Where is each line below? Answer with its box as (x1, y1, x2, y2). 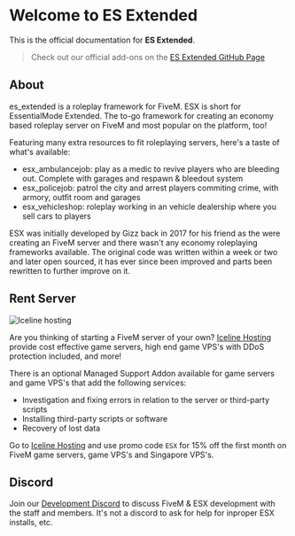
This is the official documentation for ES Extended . (9, 35, 196, 45)
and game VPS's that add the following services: (9, 377, 187, 388)
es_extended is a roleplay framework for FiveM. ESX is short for (9, 101, 242, 112)
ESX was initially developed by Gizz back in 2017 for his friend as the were (9, 228, 281, 238)
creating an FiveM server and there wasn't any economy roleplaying (9, 237, 259, 248)
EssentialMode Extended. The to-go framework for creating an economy (9, 110, 275, 120)
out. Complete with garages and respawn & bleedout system (21, 173, 244, 183)
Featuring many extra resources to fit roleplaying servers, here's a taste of (9, 136, 281, 147)
